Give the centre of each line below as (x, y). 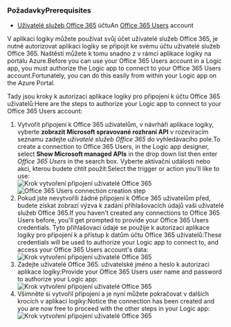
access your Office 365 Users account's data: (83, 250)
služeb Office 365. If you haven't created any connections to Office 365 (118, 213)
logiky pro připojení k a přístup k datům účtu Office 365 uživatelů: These (119, 235)
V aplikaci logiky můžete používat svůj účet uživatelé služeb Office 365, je (113, 39)
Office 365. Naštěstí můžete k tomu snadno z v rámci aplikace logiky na (109, 53)
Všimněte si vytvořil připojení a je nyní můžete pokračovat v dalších (113, 294)
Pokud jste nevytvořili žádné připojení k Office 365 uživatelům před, (114, 198)
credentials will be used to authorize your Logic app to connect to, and (118, 242)
